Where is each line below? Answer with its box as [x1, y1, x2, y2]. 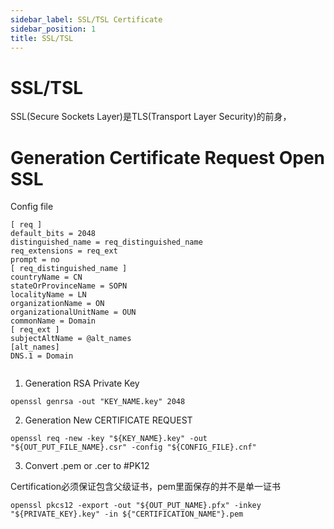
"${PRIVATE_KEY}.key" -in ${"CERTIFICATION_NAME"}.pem [10, 509, 244, 520]
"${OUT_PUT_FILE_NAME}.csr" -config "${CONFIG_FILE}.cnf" [10, 442, 257, 453]
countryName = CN [10, 272, 83, 283]
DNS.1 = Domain [10, 351, 74, 361]
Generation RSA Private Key [24, 377, 140, 390]
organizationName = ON [10, 299, 105, 309]
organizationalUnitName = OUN [10, 307, 137, 318]
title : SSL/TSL [10, 33, 74, 43]
